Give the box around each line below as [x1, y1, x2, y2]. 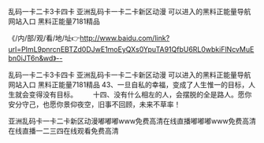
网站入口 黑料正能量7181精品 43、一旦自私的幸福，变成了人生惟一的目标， [8, 80, 249, 89]
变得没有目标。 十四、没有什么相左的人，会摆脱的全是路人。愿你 [28, 90, 252, 99]
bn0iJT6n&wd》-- [8, 53, 63, 63]
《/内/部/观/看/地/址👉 [8, 34, 80, 42]
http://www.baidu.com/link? [80, 34, 170, 42]
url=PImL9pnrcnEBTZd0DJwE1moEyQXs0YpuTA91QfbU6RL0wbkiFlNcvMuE [8, 45, 255, 53]
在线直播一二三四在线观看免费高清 [8, 126, 119, 135]
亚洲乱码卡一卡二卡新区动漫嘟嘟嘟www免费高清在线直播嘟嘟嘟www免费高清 [8, 116, 256, 126]
